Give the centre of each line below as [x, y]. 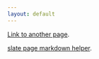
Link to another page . [39, 34]
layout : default [31, 14]
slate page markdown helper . [49, 48]
